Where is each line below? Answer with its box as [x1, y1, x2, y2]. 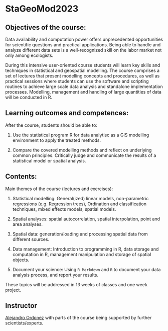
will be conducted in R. [5, 94, 53, 100]
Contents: [5, 172, 37, 181]
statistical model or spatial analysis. [12, 157, 86, 163]
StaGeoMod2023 [5, 3, 79, 15]
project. [5, 287, 22, 293]
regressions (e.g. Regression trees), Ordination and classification [12, 201, 147, 207]
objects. [12, 257, 30, 263]
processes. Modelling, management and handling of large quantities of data [5, 89, 162, 95]
